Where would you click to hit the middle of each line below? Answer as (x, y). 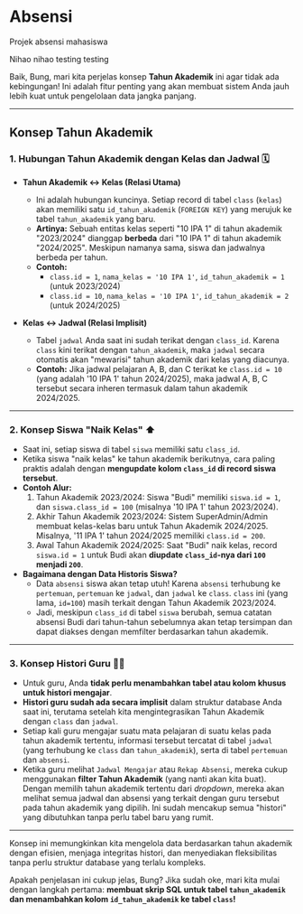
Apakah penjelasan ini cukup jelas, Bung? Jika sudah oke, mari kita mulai (145, 880)
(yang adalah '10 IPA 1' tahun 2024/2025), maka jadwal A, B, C (152, 378)
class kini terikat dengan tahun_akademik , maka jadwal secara (150, 350)
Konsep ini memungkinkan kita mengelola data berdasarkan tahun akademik (151, 844)
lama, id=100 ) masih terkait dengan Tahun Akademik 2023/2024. (156, 602)
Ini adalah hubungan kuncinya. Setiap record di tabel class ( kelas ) (159, 200)
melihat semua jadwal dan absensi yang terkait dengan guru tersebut (151, 798)
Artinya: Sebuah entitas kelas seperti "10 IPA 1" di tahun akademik (159, 228)
